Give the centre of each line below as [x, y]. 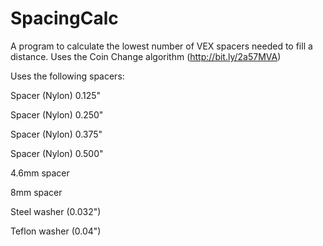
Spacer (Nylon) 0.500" [57, 153]
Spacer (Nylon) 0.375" [56, 134]
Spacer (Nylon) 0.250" [57, 114]
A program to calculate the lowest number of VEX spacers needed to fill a [161, 46]
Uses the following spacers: [67, 76]
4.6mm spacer [40, 173]
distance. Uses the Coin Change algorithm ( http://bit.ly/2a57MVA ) [146, 56]
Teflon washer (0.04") [56, 231]
